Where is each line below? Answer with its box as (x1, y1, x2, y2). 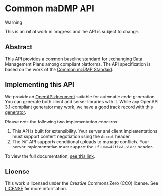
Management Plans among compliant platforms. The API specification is (5, 61, 151, 67)
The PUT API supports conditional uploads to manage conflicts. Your (12, 138, 149, 145)
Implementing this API (5, 80, 75, 89)
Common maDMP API (5, 3, 95, 14)
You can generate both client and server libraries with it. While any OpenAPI (5, 98, 159, 104)
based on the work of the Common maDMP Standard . (5, 66, 114, 72)
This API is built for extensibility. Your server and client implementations (12, 128, 158, 134)
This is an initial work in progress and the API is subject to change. (5, 28, 139, 34)
